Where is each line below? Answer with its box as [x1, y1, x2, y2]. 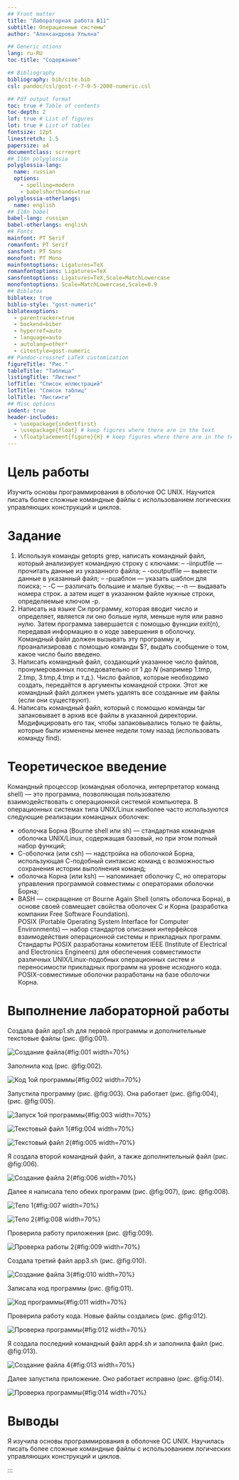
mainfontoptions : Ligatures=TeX [7, 261, 103, 268]
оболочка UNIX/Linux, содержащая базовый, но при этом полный [17, 833, 218, 842]
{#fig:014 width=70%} [81, 1388, 147, 1397]
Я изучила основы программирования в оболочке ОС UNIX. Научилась [7, 1437, 225, 1445]
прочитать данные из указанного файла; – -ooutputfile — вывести [17, 566, 218, 575]
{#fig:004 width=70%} [68, 1124, 134, 1133]
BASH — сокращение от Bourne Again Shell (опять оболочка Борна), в [17, 894, 231, 903]
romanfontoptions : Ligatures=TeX [7, 268, 107, 275]
